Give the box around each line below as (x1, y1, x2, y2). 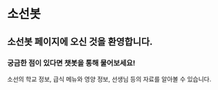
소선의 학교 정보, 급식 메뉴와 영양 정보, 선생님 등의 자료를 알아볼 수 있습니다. (7, 75, 212, 83)
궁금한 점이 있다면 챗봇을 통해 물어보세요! (7, 58, 136, 67)
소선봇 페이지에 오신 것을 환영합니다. (7, 36, 154, 47)
